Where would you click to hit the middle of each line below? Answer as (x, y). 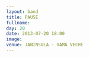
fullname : (18, 23)
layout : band (22, 12)
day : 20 (16, 28)
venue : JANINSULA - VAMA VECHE (45, 45)
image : (14, 39)
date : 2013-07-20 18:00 (36, 34)
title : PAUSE (22, 17)
